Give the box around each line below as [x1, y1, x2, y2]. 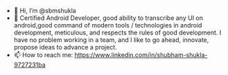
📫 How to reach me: [13, 51, 73, 58]
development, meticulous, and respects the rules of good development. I [13, 28, 222, 36]
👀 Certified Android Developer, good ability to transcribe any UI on [13, 14, 203, 22]
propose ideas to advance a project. [13, 43, 117, 51]
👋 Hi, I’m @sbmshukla [13, 7, 76, 14]
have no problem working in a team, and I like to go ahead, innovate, [13, 36, 209, 44]
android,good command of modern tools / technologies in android [13, 21, 202, 29]
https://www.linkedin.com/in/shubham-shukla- [74, 51, 208, 58]
